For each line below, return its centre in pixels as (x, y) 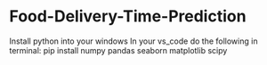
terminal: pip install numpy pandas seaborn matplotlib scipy (118, 50)
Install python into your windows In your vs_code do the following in (133, 41)
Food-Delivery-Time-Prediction (128, 16)
